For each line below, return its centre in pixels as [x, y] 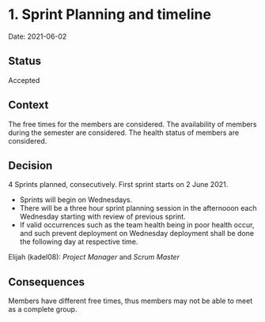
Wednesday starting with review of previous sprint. [102, 217]
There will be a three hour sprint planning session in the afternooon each [138, 208]
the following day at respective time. [79, 241]
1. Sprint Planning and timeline [110, 15]
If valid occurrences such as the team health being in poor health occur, [137, 225]
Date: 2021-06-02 [38, 36]
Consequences [47, 282]
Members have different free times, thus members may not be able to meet [131, 301]
